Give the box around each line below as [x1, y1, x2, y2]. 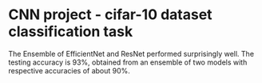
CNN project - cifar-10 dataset [8, 6, 213, 24]
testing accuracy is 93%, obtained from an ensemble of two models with [8, 57, 248, 67]
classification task [8, 22, 133, 41]
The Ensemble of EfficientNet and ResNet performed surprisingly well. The [8, 49, 254, 58]
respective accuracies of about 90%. [8, 65, 130, 75]
